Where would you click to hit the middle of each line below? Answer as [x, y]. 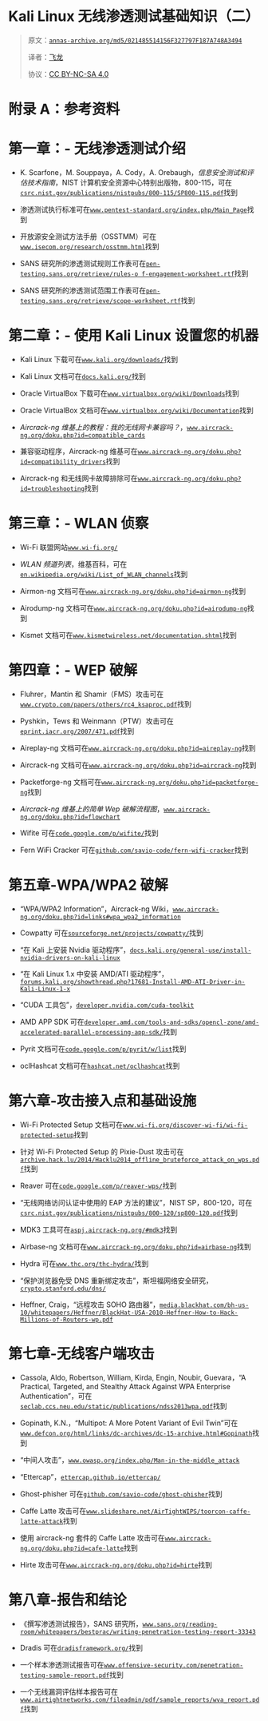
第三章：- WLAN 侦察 [79, 524]
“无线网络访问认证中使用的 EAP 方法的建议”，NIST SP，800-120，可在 [136, 1202]
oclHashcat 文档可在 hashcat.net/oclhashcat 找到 [100, 1066]
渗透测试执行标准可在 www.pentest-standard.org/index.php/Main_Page [133, 209]
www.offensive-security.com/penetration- [173, 1665]
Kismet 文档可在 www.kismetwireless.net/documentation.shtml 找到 [128, 635]
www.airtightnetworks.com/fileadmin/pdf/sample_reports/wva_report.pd [140, 1699]
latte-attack [41, 1521]
